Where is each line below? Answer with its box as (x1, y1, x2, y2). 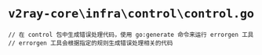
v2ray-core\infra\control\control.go (8, 6, 255, 21)
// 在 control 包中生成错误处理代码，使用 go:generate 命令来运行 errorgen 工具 (8, 31, 254, 38)
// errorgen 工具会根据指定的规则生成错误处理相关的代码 (8, 38, 173, 47)
